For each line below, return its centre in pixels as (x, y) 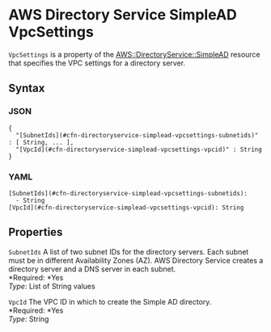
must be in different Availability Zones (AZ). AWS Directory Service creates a (136, 260)
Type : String (29, 319)
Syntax (27, 88)
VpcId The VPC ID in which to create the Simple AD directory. (110, 301)
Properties (36, 232)
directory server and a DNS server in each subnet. (92, 269)
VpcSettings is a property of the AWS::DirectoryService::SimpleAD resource (134, 54)
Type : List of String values (52, 286)
